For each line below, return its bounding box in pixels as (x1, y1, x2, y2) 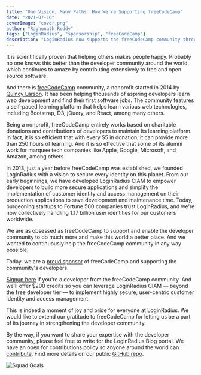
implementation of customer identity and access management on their (6, 190, 179, 197)
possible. (6, 247, 29, 253)
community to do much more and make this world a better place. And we (6, 233, 186, 241)
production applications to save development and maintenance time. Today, (6, 196, 193, 203)
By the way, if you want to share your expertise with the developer (6, 331, 169, 338)
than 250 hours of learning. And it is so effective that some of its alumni (6, 140, 182, 147)
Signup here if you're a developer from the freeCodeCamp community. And (6, 276, 192, 283)
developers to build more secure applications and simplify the (6, 184, 159, 191)
